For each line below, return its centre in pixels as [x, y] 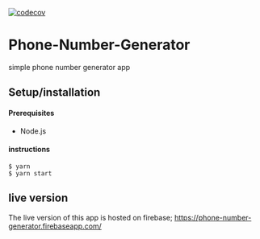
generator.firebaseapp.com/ [55, 226]
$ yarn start [30, 173]
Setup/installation [55, 93]
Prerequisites [31, 113]
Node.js [33, 131]
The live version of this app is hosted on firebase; [90, 217]
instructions [29, 150]
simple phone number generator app [69, 67]
